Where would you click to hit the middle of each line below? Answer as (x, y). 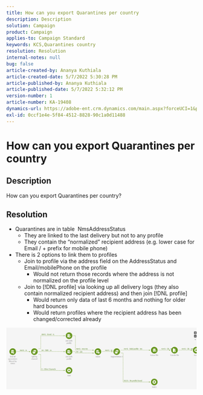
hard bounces (50, 307)
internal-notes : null (34, 58)
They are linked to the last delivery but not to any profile (94, 236)
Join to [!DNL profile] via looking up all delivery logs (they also (101, 287)
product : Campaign (29, 32)
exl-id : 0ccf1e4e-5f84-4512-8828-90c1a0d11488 (66, 115)
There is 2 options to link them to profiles (66, 255)
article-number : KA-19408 (39, 102)
